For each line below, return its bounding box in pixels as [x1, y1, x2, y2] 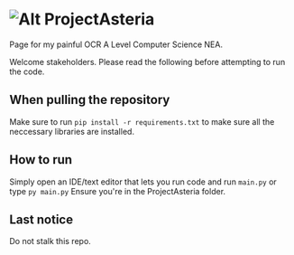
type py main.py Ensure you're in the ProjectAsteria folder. [9, 185, 226, 196]
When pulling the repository [9, 92, 170, 108]
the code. [9, 66, 45, 77]
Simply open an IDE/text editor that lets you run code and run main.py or [9, 176, 277, 187]
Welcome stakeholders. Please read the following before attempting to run [9, 56, 286, 67]
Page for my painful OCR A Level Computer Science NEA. [9, 39, 224, 50]
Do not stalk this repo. [9, 236, 92, 247]
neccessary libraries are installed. [9, 126, 135, 137]
